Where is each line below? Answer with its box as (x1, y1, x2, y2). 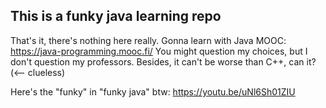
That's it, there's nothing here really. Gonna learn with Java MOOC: (10, 34, 287, 46)
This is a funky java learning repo (10, 8, 222, 25)
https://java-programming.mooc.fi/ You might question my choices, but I (10, 45, 308, 57)
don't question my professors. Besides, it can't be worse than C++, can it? (10, 55, 317, 68)
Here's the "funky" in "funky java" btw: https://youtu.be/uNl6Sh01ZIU (10, 85, 296, 98)
